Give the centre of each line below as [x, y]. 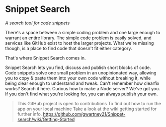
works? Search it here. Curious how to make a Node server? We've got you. [83, 88]
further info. [30, 114]
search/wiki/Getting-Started [46, 119]
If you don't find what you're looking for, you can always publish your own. [82, 94]
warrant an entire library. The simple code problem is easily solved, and [78, 38]
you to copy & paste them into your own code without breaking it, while [78, 78]
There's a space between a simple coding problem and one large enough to [83, 32]
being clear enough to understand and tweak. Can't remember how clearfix [83, 83]
